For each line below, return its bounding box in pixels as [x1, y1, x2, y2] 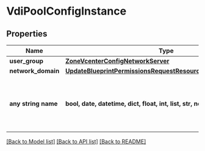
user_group [9, 57, 44, 65]
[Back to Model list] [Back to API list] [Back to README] [6, 138, 146, 145]
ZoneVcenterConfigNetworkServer [65, 57, 170, 65]
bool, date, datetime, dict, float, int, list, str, [65, 99, 193, 108]
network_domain [9, 67, 60, 75]
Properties [6, 29, 48, 39]
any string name [9, 99, 58, 108]
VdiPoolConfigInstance [6, 4, 127, 18]
